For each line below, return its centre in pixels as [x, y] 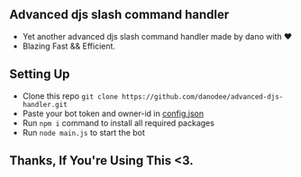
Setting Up [40, 74]
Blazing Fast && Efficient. [68, 46]
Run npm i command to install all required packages [118, 123]
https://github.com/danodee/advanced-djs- [202, 97]
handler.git [45, 104]
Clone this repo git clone [70, 96]
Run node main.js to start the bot [84, 132]
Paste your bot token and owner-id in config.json [113, 113]
